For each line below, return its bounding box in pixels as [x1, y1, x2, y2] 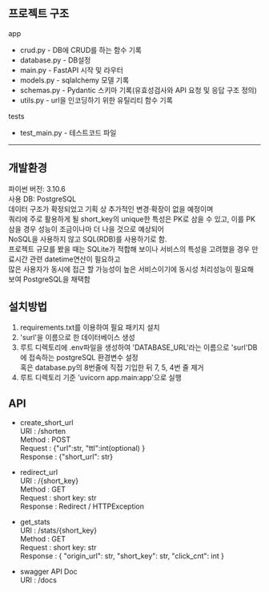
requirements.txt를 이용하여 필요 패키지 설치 [19, 322, 160, 332]
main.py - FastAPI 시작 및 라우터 [19, 65, 124, 75]
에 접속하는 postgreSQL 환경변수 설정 [19, 353, 139, 363]
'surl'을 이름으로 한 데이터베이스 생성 [19, 333, 135, 343]
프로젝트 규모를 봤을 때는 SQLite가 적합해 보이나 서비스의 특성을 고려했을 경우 [8, 244, 251, 253]
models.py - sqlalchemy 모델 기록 [19, 75, 130, 85]
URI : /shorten [19, 427, 66, 436]
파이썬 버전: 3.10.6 [8, 184, 66, 193]
